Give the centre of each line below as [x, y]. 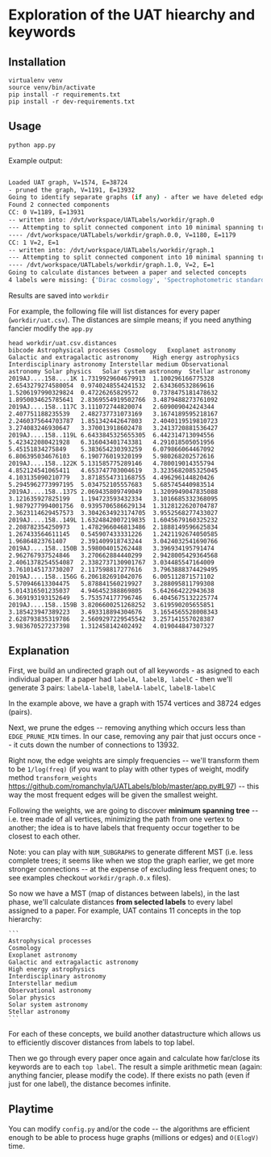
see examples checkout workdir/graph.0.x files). [90, 877]
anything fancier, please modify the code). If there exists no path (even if [129, 1075]
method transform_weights [53, 777]
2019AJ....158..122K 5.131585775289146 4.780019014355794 [112, 463]
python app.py [32, 145]
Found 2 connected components [59, 205]
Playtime [31, 1109]
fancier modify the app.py [51, 328]
